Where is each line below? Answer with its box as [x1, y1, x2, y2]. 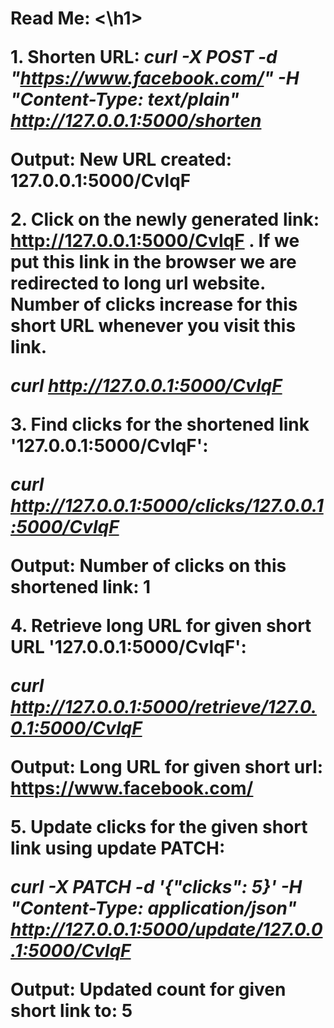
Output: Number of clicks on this [10, 555, 287, 577]
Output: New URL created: [10, 148, 233, 171]
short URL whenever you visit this [10, 315, 297, 337]
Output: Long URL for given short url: [10, 756, 324, 779]
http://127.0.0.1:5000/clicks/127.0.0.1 [10, 495, 324, 517]
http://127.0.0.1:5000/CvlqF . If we [10, 230, 300, 252]
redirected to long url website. [10, 272, 266, 295]
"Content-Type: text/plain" [10, 88, 240, 111]
